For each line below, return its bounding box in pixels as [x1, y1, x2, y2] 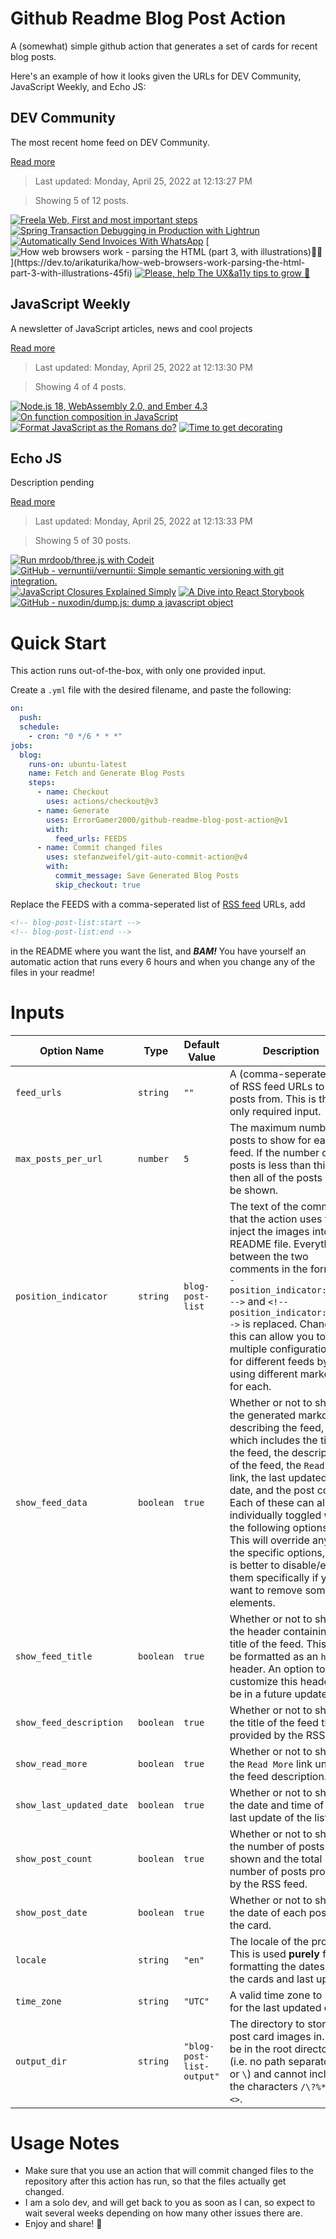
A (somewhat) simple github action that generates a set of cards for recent [10, 40, 318, 52]
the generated [229, 1408, 297, 1422]
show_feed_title [15, 1650, 93, 1662]
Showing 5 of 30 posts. [34, 535, 132, 547]
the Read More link [229, 1757, 313, 1771]
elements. [229, 1595, 276, 1609]
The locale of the [229, 1934, 310, 1948]
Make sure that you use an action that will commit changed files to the [24, 2165, 314, 2177]
